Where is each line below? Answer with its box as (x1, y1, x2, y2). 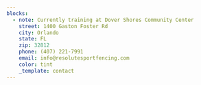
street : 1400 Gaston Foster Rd (19, 23, 108, 29)
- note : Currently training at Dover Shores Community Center (12, 16, 194, 23)
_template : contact (19, 67, 75, 74)
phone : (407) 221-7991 (19, 49, 84, 56)
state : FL (19, 36, 47, 42)
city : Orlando (19, 29, 59, 36)
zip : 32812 (19, 42, 50, 49)
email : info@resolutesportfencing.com (19, 55, 130, 62)
